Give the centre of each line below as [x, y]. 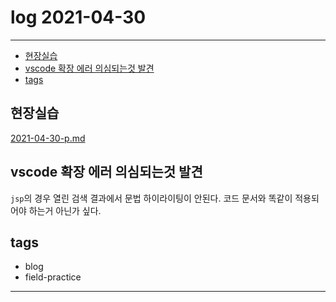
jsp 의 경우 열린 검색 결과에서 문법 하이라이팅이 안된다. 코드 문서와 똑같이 [151, 198]
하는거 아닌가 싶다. [65, 210]
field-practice [53, 277]
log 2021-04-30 [78, 17]
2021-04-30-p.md [48, 138]
